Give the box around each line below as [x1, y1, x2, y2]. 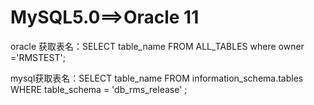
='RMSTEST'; [10, 51, 66, 63]
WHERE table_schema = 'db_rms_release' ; [10, 83, 188, 95]
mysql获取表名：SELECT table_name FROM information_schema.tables [10, 72, 304, 84]
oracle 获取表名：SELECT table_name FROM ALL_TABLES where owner [10, 40, 305, 52]
